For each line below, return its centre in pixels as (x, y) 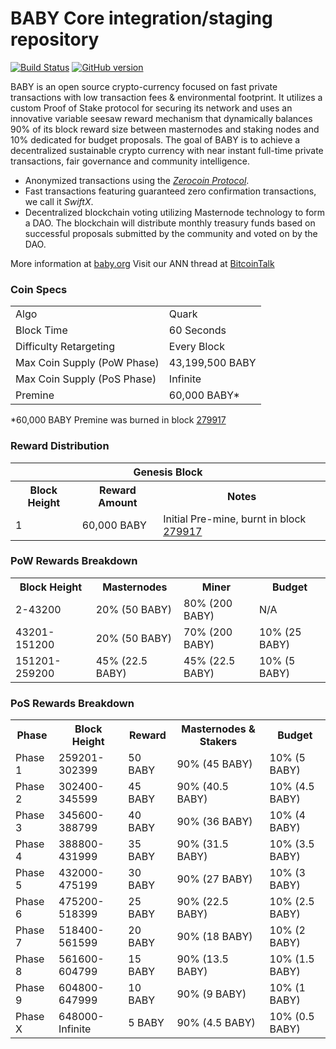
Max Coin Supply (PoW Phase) (87, 363)
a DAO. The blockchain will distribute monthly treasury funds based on (170, 223)
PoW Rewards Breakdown (74, 561)
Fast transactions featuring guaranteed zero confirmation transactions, (170, 191)
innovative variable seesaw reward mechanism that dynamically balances (161, 118)
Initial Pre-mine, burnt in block (235, 519)
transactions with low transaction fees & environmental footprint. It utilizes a (166, 97)
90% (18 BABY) (214, 937)
